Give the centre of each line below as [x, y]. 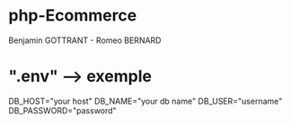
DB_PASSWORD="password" [63, 110]
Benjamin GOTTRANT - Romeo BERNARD [85, 40]
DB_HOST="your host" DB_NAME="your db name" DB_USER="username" [145, 101]
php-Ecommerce [73, 16]
